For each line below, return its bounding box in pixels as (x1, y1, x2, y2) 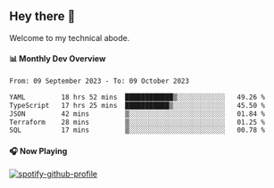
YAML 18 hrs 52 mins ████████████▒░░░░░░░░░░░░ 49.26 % (9, 93, 266, 102)
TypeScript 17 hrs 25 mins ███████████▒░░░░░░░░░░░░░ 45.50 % (9, 101, 266, 110)
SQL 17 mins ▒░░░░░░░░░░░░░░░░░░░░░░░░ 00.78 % (9, 126, 266, 135)
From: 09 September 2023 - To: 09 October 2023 (9, 77, 190, 86)
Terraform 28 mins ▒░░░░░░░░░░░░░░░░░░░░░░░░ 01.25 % (9, 118, 266, 127)
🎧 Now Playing (9, 145, 68, 156)
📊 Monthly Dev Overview (9, 53, 106, 64)
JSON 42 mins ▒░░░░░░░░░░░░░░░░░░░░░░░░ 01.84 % (9, 109, 266, 119)
